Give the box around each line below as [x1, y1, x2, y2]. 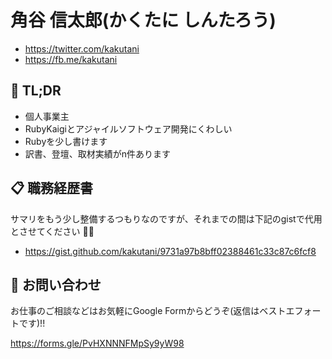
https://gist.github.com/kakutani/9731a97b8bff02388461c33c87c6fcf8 [24, 245, 317, 257]
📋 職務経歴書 [10, 180, 94, 197]
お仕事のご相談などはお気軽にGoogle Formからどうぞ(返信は [10, 305, 260, 317]
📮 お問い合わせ [10, 276, 102, 293]
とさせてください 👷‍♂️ [10, 225, 95, 237]
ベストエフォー [259, 305, 322, 317]
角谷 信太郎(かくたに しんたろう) [10, 9, 277, 32]
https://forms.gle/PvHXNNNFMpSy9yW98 [10, 337, 185, 350]
